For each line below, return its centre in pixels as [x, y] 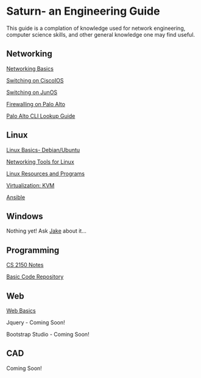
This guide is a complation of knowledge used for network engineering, [96, 28]
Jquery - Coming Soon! [36, 322]
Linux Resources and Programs [46, 173]
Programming [33, 250]
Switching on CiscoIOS [35, 80]
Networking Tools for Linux [40, 162]
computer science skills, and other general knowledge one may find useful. [101, 34]
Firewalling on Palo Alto [36, 104]
